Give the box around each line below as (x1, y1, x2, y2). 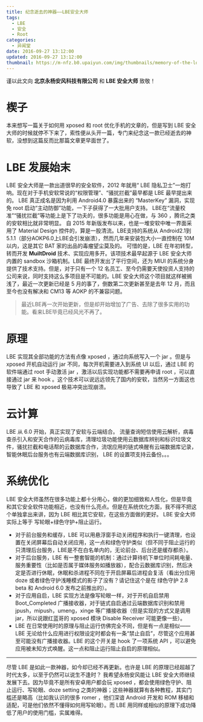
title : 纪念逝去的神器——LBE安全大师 (6, 8, 89, 15)
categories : (6, 37, 36, 43)
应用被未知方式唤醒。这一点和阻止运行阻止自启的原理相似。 (14, 645, 164, 652)
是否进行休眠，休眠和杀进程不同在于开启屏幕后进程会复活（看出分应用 (20, 569, 195, 576)
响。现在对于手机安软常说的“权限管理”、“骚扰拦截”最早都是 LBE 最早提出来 (6, 189, 193, 197)
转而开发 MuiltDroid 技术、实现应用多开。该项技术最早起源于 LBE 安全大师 (6, 250, 192, 257)
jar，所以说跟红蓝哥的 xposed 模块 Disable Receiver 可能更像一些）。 (14, 615, 186, 622)
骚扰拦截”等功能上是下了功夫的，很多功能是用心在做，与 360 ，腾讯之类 (16, 212, 196, 219)
